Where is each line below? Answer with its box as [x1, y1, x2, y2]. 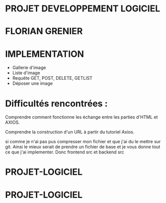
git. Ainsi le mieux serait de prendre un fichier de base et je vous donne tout [5, 144, 161, 150]
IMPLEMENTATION [5, 48, 84, 59]
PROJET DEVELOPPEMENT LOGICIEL [5, 3, 161, 14]
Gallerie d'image [12, 65, 46, 71]
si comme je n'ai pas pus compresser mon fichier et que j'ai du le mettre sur [5, 139, 161, 145]
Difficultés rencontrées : [5, 98, 108, 109]
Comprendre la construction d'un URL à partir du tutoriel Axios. [5, 129, 135, 135]
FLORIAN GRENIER [5, 26, 83, 37]
